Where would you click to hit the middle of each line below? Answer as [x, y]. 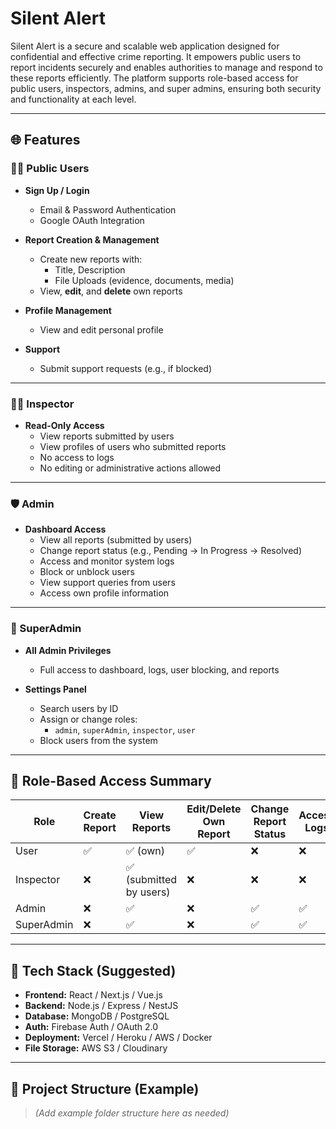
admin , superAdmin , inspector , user [125, 729]
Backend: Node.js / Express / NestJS [101, 1006]
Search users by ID [79, 708]
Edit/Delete [214, 809]
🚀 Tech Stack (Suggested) [93, 970]
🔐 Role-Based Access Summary [111, 780]
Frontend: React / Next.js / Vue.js [93, 995]
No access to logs [77, 457]
